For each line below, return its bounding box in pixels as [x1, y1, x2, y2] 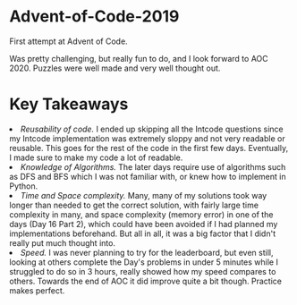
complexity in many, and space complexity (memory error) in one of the [9, 208, 274, 220]
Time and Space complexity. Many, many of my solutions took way [21, 190, 267, 200]
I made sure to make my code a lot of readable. [9, 152, 183, 163]
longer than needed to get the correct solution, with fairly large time [9, 199, 259, 210]
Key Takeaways [9, 94, 129, 114]
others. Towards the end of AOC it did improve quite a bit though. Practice [9, 275, 282, 286]
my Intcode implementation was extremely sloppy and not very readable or [9, 132, 285, 144]
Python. [9, 181, 38, 191]
